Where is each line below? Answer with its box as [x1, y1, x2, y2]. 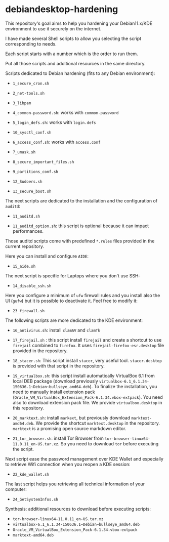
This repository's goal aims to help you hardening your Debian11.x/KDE [5, 20, 153, 26]
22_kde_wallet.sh [12, 472, 50, 477]
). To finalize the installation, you [90, 383, 157, 389]
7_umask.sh [12, 149, 36, 155]
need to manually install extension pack [12, 389, 95, 395]
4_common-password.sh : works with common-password [12, 109, 119, 115]
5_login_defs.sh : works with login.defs [12, 119, 96, 125]
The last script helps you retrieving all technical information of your [5, 481, 145, 487]
